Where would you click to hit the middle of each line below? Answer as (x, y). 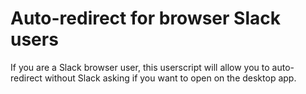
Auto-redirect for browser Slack (145, 18)
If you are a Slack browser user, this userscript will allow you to (140, 67)
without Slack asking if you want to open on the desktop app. (170, 78)
